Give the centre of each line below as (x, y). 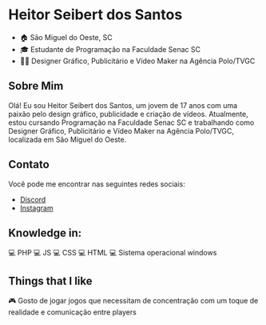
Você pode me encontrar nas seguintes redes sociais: (97, 184)
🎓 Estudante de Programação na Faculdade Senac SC (110, 49)
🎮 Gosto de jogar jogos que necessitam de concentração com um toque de (133, 301)
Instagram (36, 208)
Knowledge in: (45, 233)
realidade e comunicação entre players (73, 312)
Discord (33, 199)
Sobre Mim (36, 86)
